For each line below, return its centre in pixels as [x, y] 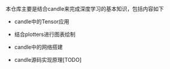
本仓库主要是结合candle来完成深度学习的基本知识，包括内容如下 [85, 9]
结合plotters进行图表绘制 [45, 34]
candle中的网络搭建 [39, 47]
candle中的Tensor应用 [42, 22]
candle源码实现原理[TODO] [48, 60]
